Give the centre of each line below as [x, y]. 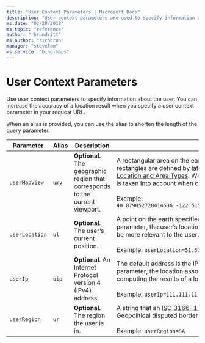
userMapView [27, 182]
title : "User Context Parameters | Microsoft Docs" [73, 12]
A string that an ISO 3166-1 [157, 308]
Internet [85, 267]
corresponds [92, 186]
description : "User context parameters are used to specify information [101, 18]
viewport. [88, 209]
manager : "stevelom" [33, 46]
